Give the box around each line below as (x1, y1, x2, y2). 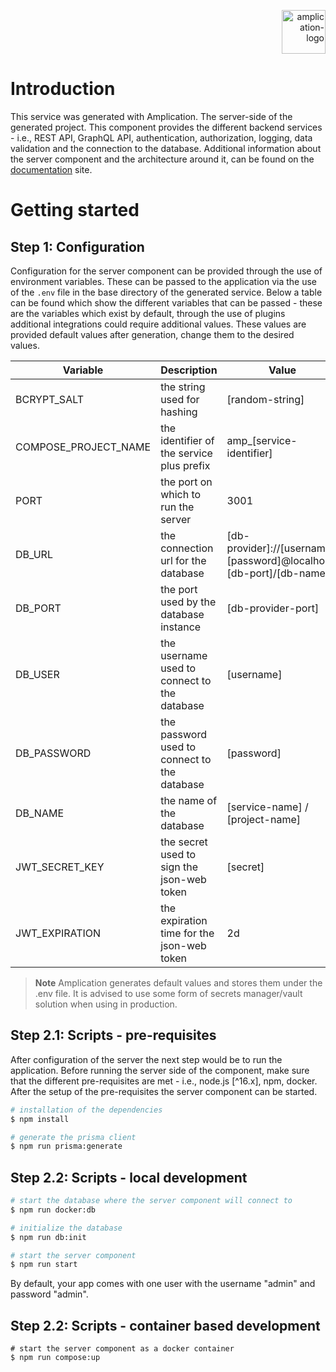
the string (160, 380, 206, 394)
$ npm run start (10, 1260, 78, 1270)
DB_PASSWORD (15, 746, 92, 760)
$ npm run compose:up (10, 1353, 101, 1363)
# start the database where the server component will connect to (10, 1196, 293, 1206)
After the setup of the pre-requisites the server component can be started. (10, 1085, 318, 1097)
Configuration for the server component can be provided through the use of (10, 265, 323, 277)
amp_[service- (226, 433, 298, 447)
